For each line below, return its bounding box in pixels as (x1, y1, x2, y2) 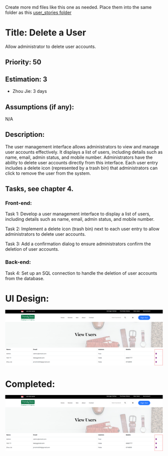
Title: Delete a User (5, 27, 86, 38)
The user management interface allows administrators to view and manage (5, 143, 159, 149)
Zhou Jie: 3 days (12, 88, 47, 94)
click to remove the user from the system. (5, 170, 91, 176)
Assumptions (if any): (5, 102, 74, 111)
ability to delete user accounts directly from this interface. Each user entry (5, 159, 158, 165)
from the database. (5, 275, 44, 281)
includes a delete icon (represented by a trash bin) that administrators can (5, 165, 158, 171)
